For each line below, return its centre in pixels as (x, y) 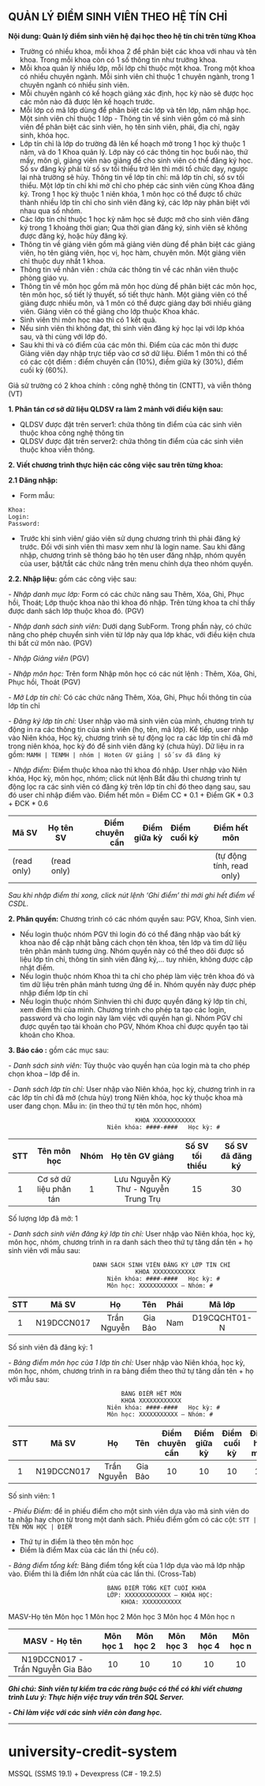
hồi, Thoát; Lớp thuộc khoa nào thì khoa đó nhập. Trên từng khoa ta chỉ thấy (132, 602)
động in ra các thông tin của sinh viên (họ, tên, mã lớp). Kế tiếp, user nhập (129, 729)
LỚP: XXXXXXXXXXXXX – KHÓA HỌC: (160, 1595)
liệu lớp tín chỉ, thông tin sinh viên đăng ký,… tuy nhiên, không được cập (136, 959)
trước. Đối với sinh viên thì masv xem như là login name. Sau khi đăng (132, 546)
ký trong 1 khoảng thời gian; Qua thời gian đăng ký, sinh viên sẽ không (133, 227)
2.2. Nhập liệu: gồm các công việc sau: (73, 579)
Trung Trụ (143, 1199)
